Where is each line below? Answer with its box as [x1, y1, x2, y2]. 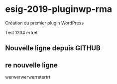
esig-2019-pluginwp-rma [5, 3, 113, 15]
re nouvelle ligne [5, 61, 58, 69]
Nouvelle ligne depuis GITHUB [5, 44, 101, 53]
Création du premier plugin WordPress [5, 20, 84, 26]
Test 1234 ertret [5, 29, 38, 35]
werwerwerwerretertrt [5, 74, 51, 80]
